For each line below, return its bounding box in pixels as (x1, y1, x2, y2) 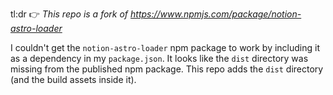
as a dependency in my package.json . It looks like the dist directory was (10, 53, 309, 64)
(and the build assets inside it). (10, 74, 137, 85)
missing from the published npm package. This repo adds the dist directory (10, 63, 324, 75)
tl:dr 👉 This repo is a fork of (10, 8, 129, 20)
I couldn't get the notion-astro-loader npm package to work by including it (10, 42, 321, 53)
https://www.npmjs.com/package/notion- (130, 8, 302, 20)
